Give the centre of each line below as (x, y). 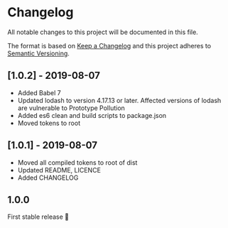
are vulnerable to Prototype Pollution (71, 108)
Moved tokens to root (49, 123)
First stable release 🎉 (38, 217)
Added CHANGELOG (48, 178)
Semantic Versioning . (38, 53)
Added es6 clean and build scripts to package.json (92, 115)
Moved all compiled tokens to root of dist (77, 162)
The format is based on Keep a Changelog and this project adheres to (109, 45)
